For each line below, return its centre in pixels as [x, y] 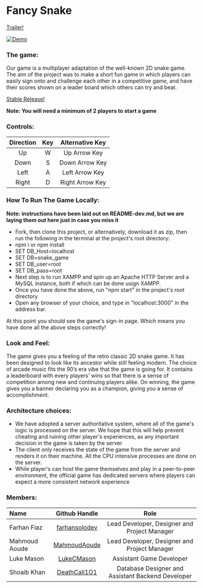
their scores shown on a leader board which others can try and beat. [92, 87]
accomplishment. [28, 395]
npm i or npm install [40, 245]
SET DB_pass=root [38, 270]
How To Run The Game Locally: [53, 200]
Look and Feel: [28, 343]
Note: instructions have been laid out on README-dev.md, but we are [95, 214]
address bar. [31, 309]
